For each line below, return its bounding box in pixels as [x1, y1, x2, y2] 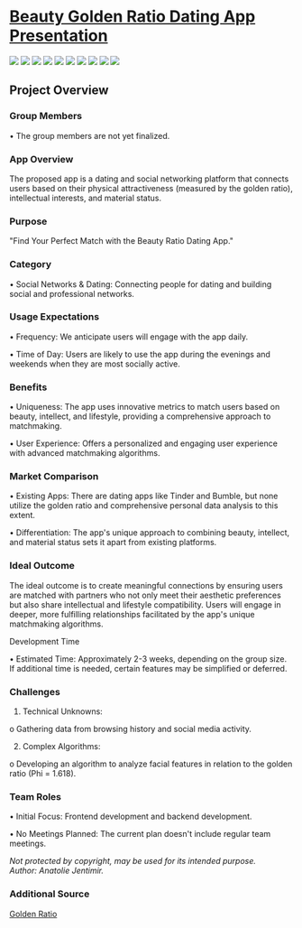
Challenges [9, 685, 60, 698]
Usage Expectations [9, 311, 100, 323]
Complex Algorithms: [22, 741, 101, 751]
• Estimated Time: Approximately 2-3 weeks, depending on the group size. [9, 653, 287, 664]
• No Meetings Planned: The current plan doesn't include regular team [9, 829, 271, 840]
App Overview [9, 153, 74, 165]
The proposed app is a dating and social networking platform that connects [9, 173, 289, 184]
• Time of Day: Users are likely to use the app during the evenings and [9, 348, 270, 359]
